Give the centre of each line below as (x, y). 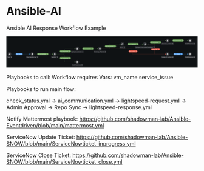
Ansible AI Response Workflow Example (56, 28)
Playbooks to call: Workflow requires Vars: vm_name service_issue (90, 77)
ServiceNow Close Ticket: (39, 155)
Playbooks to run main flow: (41, 89)
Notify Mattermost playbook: (42, 119)
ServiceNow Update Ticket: (41, 137)
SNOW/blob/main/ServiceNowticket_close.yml (64, 161)
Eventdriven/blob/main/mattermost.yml (55, 125)
